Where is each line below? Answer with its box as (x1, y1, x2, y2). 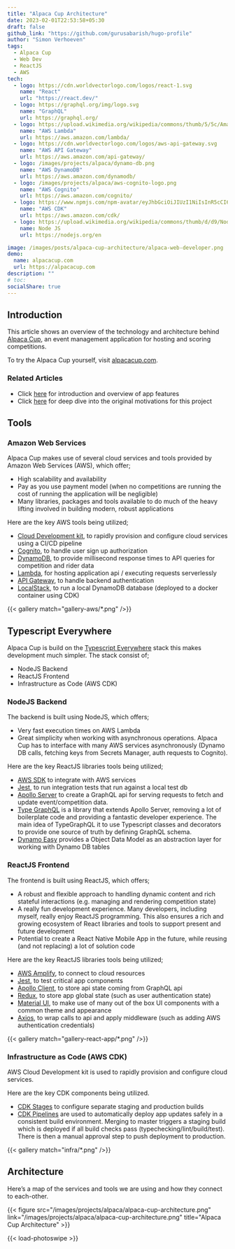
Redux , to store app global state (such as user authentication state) (17, 991, 211, 999)
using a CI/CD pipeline (17, 539, 83, 548)
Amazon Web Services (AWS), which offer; (7, 461, 131, 470)
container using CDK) (17, 591, 80, 600)
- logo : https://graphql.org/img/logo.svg (13, 101, 139, 108)
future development (17, 926, 75, 935)
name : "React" (20, 88, 61, 95)
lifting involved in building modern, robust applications (17, 504, 174, 513)
